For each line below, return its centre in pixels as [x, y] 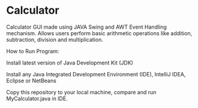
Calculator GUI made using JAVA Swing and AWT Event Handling [86, 27]
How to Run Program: [33, 51]
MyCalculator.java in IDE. [37, 98]
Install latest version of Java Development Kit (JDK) [70, 63]
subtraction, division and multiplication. [55, 39]
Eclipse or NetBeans [31, 81]
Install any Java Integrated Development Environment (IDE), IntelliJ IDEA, [96, 74]
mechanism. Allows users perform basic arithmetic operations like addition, [99, 33]
